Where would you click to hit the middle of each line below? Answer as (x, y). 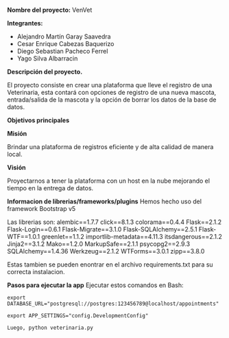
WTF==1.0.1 (23, 237)
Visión (16, 167)
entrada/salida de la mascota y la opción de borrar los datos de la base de (112, 100)
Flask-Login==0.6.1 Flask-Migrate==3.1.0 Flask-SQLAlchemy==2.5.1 (102, 229)
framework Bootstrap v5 (41, 209)
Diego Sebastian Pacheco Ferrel (62, 51)
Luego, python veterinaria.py (50, 328)
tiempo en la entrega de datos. (50, 188)
